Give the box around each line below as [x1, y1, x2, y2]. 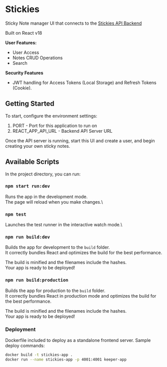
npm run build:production [5, 278, 69, 283]
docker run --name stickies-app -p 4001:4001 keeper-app [5, 357, 127, 362]
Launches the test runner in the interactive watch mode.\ [5, 222, 123, 228]
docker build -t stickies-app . [5, 352, 73, 357]
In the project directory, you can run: [5, 171, 81, 177]
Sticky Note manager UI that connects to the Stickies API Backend [5, 20, 142, 26]
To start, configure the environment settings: [5, 113, 98, 119]
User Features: [5, 39, 37, 46]
